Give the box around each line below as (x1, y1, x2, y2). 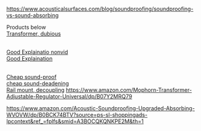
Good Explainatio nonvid (6, 48, 69, 56)
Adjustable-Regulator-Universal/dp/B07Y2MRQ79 (6, 93, 132, 100)
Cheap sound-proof (6, 73, 57, 80)
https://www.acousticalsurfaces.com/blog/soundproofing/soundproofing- (6, 6, 194, 12)
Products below (6, 24, 46, 31)
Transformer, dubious (6, 30, 61, 37)
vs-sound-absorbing (6, 12, 59, 19)
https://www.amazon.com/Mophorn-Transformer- (65, 86, 192, 94)
